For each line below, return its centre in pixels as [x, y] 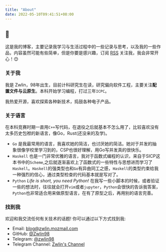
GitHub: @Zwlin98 [31, 234]
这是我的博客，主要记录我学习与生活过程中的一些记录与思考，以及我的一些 [81, 47]
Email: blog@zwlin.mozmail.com [45, 229]
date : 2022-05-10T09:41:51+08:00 [40, 14]
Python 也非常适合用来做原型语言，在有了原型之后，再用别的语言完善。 [84, 193]
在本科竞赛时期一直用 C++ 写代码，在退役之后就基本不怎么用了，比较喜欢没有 [82, 127]
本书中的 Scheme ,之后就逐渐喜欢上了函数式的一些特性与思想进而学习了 [82, 162]
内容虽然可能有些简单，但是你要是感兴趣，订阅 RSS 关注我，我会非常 [84, 53]
